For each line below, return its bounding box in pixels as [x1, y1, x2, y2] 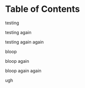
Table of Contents [5, 3, 80, 15]
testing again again [5, 39, 44, 45]
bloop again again [5, 68, 42, 74]
